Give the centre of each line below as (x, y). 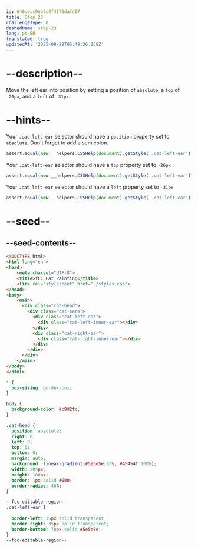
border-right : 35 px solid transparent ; (60, 524)
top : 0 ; (21, 448)
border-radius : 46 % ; (37, 486)
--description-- (45, 74)
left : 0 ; (22, 442)
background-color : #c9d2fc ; (46, 410)
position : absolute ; (37, 431)
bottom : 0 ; (25, 453)
